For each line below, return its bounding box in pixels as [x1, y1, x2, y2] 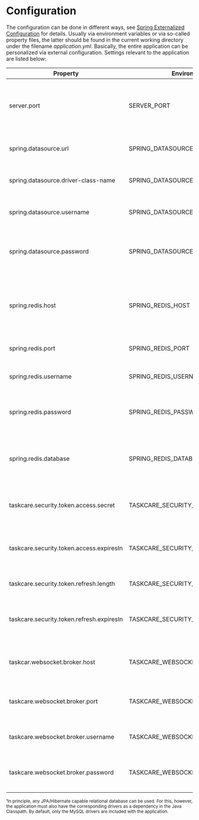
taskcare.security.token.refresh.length [9, 579, 115, 587]
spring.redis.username [9, 372, 72, 380]
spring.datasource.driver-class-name [9, 176, 115, 184]
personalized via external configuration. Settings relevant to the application [6, 49, 190, 56]
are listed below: [6, 55, 47, 62]
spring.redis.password [9, 407, 72, 416]
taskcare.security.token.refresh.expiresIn [9, 615, 123, 623]
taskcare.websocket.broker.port [9, 697, 98, 705]
